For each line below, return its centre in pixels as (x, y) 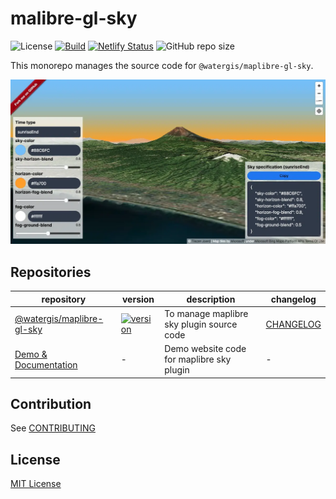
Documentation (46, 364)
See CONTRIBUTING (53, 428)
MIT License (36, 484)
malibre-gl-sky (74, 18)
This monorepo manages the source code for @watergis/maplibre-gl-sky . (162, 65)
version (138, 299)
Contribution (51, 403)
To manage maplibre (206, 313)
